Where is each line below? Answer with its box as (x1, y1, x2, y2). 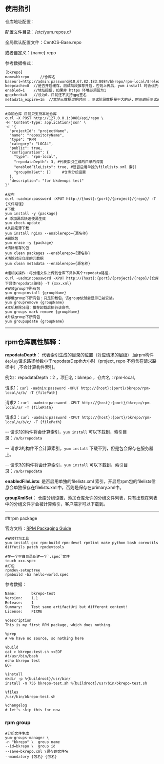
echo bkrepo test (5, 658, 41, 663)
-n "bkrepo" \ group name (5, 740, 60, 744)
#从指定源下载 (5, 225, 29, 231)
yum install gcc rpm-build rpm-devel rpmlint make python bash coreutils (5, 540, 159, 545)
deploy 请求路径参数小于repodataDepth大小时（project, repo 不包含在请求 (5, 358, 152, 364)
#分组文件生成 (5, 731, 29, 736)
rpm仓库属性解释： (5, 338, 63, 346)
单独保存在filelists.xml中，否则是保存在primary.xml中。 (13, 484, 124, 490)
